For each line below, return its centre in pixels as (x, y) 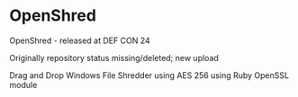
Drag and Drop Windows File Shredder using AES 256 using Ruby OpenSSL (149, 75)
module (23, 84)
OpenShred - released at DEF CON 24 (80, 40)
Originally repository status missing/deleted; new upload (114, 57)
